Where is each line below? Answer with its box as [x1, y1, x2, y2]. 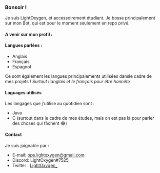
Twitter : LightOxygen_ [12, 162, 58, 168]
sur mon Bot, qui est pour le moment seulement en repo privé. [5, 20, 130, 26]
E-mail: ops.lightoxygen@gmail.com [12, 152, 85, 158]
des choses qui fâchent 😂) [12, 120, 67, 126]
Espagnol [12, 64, 31, 70]
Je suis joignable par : [5, 142, 50, 148]
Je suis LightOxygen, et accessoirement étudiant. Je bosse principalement [5, 15, 155, 21]
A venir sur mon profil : [5, 31, 53, 37]
